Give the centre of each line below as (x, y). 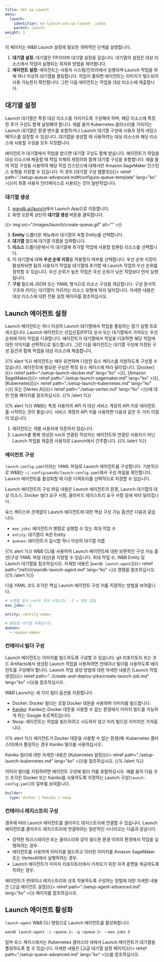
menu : (11, 14)
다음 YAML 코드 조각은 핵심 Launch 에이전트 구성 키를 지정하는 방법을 (72, 586)
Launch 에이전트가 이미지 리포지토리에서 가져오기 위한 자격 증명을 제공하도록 (86, 864)
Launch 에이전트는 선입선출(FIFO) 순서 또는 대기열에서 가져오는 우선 (93, 332)
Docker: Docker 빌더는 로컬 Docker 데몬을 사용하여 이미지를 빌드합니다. (81, 703)
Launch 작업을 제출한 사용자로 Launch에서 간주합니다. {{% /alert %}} (79, 440)
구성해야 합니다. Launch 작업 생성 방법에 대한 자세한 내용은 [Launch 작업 (88, 670)
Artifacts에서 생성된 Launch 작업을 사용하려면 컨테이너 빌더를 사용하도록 (80, 664)
